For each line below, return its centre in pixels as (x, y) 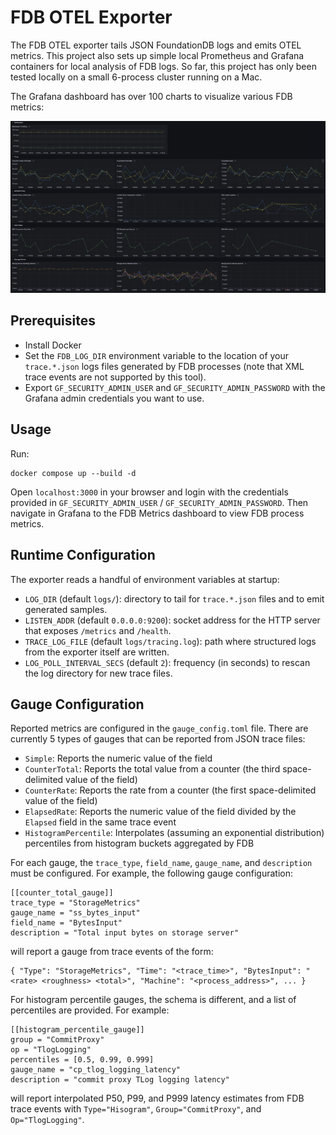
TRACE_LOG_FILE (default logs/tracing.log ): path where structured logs (170, 641)
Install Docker (53, 345)
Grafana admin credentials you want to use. (114, 398)
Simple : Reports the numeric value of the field (118, 758)
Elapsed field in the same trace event (100, 822)
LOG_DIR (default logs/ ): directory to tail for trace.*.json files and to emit (174, 598)
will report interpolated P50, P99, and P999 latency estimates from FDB (157, 1098)
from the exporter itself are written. (97, 652)
